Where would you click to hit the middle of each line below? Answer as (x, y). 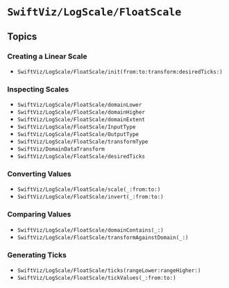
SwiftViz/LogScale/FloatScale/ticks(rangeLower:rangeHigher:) (109, 271)
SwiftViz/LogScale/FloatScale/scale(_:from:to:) (89, 189)
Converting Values (39, 174)
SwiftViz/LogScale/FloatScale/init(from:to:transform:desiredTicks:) (120, 71)
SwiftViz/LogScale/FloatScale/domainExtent (81, 120)
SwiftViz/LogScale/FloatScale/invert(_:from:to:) (91, 197)
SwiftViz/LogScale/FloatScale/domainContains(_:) (91, 230)
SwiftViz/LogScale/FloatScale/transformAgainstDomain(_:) (103, 237)
